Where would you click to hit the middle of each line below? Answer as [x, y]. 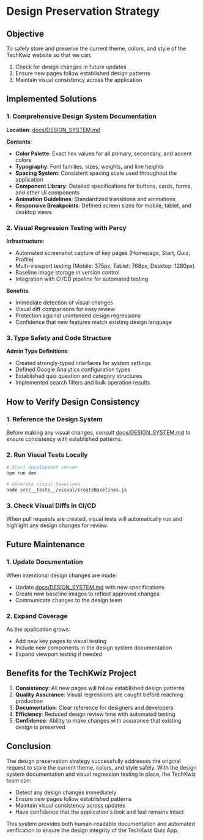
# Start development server [42, 468]
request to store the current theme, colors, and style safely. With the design [102, 767]
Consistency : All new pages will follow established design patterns [100, 688]
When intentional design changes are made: [62, 575]
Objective [25, 34]
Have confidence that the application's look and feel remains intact [99, 812]
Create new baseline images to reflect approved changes [87, 594]
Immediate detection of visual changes [64, 302]
